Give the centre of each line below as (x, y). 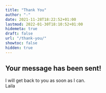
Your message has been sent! (54, 68)
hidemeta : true (21, 29)
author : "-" (18, 15)
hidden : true (19, 48)
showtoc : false (21, 43)
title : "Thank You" (26, 10)
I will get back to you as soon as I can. (45, 81)
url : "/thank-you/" (26, 39)
